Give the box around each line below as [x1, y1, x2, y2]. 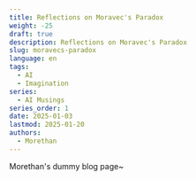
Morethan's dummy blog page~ [9, 160, 124, 171]
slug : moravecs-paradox [9, 46, 97, 55]
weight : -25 [9, 21, 53, 30]
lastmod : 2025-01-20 [9, 121, 86, 129]
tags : [9, 63, 29, 72]
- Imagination [17, 79, 69, 88]
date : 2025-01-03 [9, 112, 73, 121]
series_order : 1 [9, 104, 69, 113]
